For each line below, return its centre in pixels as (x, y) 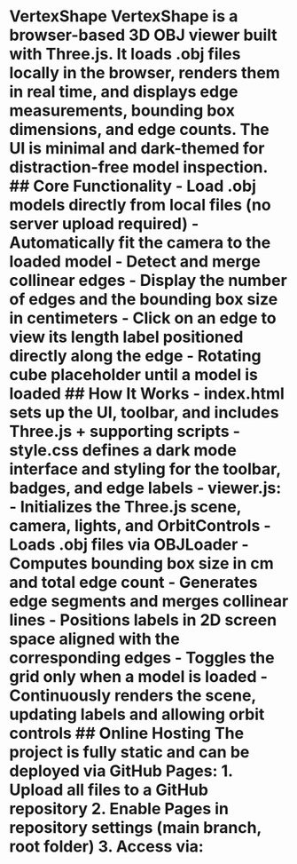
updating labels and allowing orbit (137, 714)
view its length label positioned (126, 337)
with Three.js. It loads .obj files (125, 54)
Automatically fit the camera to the (140, 243)
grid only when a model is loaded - (139, 677)
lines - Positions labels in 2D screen (143, 620)
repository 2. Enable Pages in (119, 809)
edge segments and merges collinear (149, 602)
